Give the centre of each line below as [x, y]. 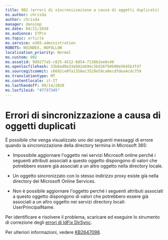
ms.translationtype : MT [30, 76]
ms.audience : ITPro [26, 33]
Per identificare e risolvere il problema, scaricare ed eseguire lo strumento [83, 217]
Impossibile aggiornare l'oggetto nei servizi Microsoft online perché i [84, 155]
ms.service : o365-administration [40, 43]
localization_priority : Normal [38, 52]
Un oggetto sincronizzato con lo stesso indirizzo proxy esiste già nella [86, 176]
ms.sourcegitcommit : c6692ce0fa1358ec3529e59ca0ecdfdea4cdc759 [73, 72]
